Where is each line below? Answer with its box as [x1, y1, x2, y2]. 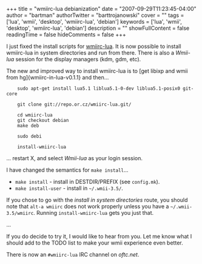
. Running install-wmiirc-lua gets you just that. [33, 209, 154, 216]
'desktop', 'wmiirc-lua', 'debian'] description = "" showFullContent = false [6, 24, 190, 32]
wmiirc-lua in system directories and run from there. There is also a [6, 49, 175, 56]
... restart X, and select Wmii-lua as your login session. [6, 155, 143, 161]
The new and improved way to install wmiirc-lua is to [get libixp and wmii [6, 67, 188, 75]
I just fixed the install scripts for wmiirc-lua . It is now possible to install [6, 42, 181, 50]
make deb [17, 123, 39, 129]
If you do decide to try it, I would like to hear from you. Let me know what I [6, 233, 192, 240]
